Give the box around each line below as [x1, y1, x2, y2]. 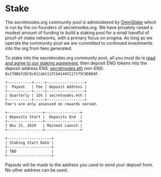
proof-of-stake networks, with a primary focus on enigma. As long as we [5, 35, 153, 41]
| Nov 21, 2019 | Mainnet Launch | [5, 123, 83, 128]
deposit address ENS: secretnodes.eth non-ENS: [5, 65, 104, 71]
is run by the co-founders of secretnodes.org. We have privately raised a [5, 24, 153, 30]
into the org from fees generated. [5, 45, 73, 51]
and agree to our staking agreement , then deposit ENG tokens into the [5, 60, 147, 66]
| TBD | [5, 148, 54, 154]
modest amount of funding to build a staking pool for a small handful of [5, 29, 149, 35]
